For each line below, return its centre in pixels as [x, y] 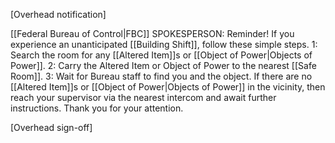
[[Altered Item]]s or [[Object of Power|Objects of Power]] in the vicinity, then [168, 87]
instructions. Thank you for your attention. [97, 108]
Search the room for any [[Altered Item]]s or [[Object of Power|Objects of [161, 55]
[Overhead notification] [58, 14]
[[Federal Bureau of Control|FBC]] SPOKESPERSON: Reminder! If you [152, 33]
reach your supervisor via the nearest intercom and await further [143, 97]
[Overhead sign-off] [51, 127]
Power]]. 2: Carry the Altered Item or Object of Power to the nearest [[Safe [163, 65]
